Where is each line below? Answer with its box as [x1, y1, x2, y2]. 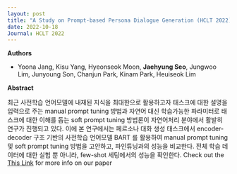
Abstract [7, 83, 34, 92]
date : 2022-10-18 [7, 23, 59, 30]
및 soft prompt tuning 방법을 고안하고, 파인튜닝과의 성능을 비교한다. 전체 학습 [7, 142, 221, 151]
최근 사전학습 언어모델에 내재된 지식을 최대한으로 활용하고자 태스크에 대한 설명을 [7, 98, 228, 107]
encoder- [196, 124, 224, 133]
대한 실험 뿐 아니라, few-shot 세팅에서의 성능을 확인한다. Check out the [25, 151, 224, 159]
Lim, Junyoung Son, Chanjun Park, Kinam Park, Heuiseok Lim [17, 70, 196, 79]
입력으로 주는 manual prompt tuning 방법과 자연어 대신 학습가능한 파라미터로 [7, 107, 220, 116]
